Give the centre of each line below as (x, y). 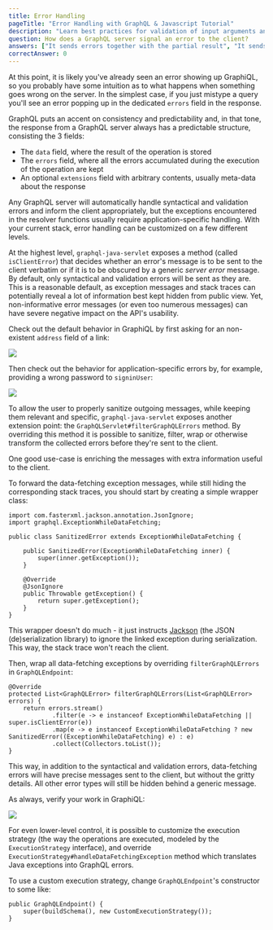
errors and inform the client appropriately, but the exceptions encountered (133, 211)
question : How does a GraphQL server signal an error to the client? (129, 39)
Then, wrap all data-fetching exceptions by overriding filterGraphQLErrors (134, 663)
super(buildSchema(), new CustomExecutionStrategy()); (118, 911)
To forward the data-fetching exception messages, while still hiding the (127, 483)
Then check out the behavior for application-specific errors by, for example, (136, 368)
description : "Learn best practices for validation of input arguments (132, 31)
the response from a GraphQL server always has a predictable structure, (130, 127)
